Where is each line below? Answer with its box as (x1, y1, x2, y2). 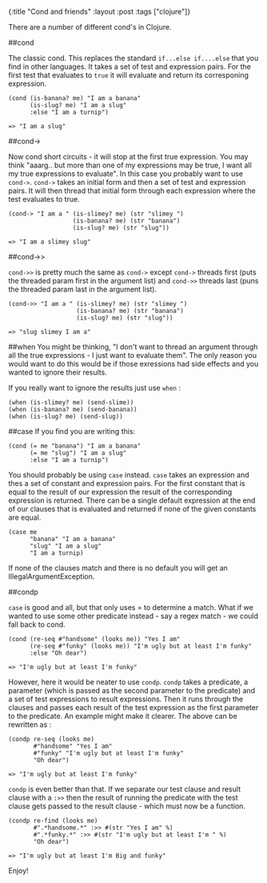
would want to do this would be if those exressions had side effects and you (8, 359, 259, 368)
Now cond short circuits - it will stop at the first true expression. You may (8, 152, 249, 161)
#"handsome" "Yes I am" (33, 742, 113, 750)
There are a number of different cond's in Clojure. (8, 22, 172, 31)
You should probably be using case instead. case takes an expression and (8, 470, 249, 480)
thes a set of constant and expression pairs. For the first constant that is (8, 479, 245, 488)
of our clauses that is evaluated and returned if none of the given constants (8, 504, 257, 513)
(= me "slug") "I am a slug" (29, 449, 127, 457)
